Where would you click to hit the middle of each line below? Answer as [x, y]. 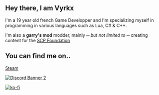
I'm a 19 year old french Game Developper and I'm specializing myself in [79, 20]
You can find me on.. [38, 56]
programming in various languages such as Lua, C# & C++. [66, 25]
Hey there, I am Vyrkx [39, 8]
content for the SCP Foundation [38, 40]
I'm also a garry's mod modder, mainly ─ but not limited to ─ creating [77, 35]
